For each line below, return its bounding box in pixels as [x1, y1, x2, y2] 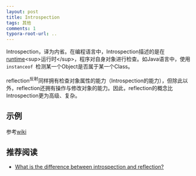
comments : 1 [6, 25, 36, 32]
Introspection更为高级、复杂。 [6, 92, 80, 99]
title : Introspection [6, 14, 60, 20]
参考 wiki [6, 128, 27, 135]
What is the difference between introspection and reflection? [14, 163, 164, 171]
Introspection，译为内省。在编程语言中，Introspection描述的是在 [6, 48, 165, 55]
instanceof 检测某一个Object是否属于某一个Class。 [6, 63, 133, 70]
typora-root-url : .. [6, 31, 58, 37]
